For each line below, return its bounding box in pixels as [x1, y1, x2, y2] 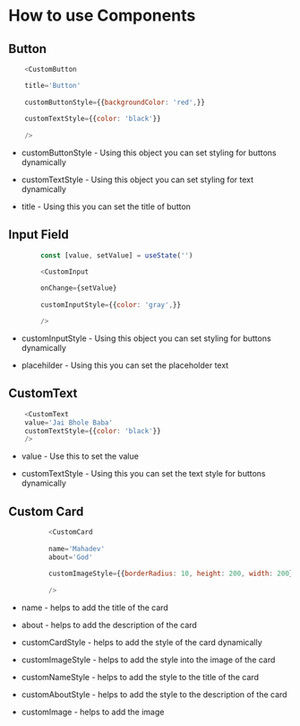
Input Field [8, 227, 69, 242]
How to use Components [8, 5, 196, 26]
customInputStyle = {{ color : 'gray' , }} [40, 301, 181, 310]
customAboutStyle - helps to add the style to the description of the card [21, 689, 287, 700]
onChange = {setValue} [40, 284, 117, 293]
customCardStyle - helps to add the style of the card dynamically [21, 637, 263, 648]
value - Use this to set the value [21, 450, 140, 462]
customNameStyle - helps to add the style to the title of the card [21, 672, 259, 683]
